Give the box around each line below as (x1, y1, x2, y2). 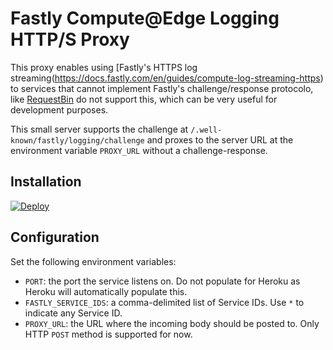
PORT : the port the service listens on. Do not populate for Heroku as (24, 275, 301, 287)
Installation (10, 173, 82, 191)
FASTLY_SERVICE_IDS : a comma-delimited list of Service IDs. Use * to (24, 296, 305, 308)
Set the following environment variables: (10, 255, 177, 267)
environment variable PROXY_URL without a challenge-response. (10, 144, 268, 156)
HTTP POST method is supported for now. (24, 328, 193, 340)
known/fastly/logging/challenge (10, 135, 145, 146)
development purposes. (10, 103, 109, 116)
